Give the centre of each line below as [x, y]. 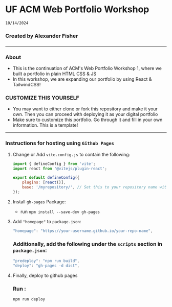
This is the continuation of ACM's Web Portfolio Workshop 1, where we [87, 68]
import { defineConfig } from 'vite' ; [54, 164]
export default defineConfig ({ [46, 178]
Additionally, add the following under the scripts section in [88, 244]
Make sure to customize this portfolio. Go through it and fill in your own [88, 120]
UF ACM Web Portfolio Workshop [77, 9]
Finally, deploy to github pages [45, 275]
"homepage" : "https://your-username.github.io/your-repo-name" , [83, 231]
